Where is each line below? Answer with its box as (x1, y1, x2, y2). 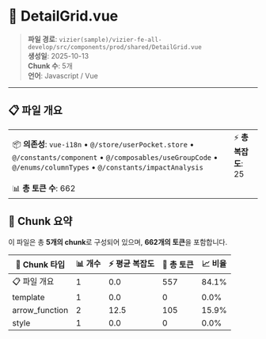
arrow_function (12, 304, 69, 315)
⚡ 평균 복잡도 (108, 257, 155, 269)
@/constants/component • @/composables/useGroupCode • (12, 151, 218, 162)
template (12, 291, 45, 303)
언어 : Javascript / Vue (27, 70, 99, 80)
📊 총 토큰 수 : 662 (12, 182, 76, 193)
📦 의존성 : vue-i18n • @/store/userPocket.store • (12, 139, 195, 150)
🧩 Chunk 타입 (15, 259, 66, 270)
